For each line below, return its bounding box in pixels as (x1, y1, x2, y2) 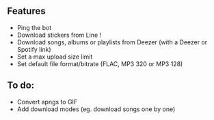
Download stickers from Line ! (16, 31, 102, 39)
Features (7, 5, 46, 17)
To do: (7, 80, 35, 91)
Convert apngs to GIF (16, 97, 78, 106)
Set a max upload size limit (16, 52, 93, 61)
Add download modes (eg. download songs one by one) (16, 105, 176, 113)
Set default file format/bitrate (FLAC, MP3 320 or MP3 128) (16, 59, 183, 67)
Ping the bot (16, 23, 52, 31)
